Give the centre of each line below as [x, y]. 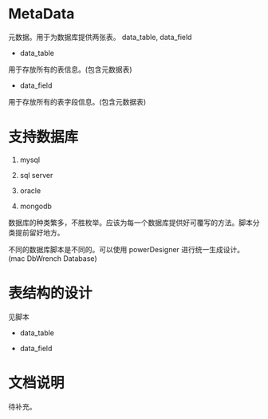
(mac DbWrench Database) [53, 258]
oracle [30, 190]
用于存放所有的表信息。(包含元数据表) [71, 69]
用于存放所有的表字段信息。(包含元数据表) [77, 101]
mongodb [35, 206]
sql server [36, 175]
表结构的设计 [51, 293]
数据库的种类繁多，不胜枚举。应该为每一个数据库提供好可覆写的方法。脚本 [130, 222]
